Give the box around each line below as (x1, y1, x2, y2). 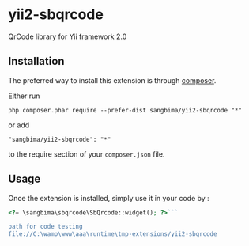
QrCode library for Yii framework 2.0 (8, 32, 127, 41)
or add (8, 120, 30, 130)
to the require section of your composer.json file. (8, 149, 165, 159)
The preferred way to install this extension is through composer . (8, 75, 217, 85)
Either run (8, 91, 40, 100)
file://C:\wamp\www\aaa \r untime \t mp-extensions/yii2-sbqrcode (8, 230, 217, 238)
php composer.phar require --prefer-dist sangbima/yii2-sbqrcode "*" (8, 106, 243, 114)
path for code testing (8, 223, 83, 231)
